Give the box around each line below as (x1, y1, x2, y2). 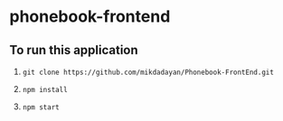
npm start (22, 103, 61, 112)
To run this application (9, 42, 138, 58)
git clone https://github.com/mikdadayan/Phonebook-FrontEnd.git (22, 68, 274, 77)
